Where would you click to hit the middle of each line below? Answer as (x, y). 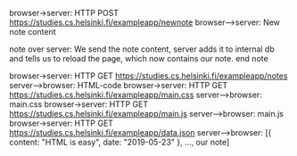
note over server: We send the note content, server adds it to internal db (142, 49)
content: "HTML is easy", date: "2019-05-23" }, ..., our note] (120, 142)
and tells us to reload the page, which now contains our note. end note (139, 58)
